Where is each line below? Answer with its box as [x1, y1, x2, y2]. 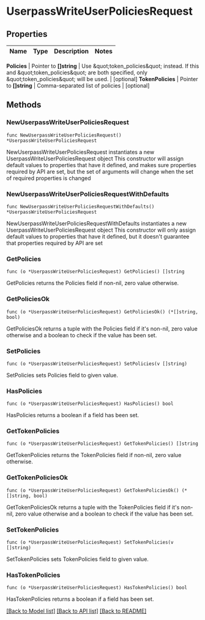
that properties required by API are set [6, 239, 103, 246]
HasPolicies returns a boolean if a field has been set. [6, 412, 140, 419]
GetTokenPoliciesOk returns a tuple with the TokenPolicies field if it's [6, 503, 180, 511]
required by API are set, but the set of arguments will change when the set [6, 168, 194, 175]
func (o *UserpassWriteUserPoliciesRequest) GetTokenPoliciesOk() [6, 487, 179, 493]
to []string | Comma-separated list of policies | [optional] [6, 82, 150, 89]
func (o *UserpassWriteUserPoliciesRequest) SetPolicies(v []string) [6, 361, 188, 367]
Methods [6, 100, 42, 110]
